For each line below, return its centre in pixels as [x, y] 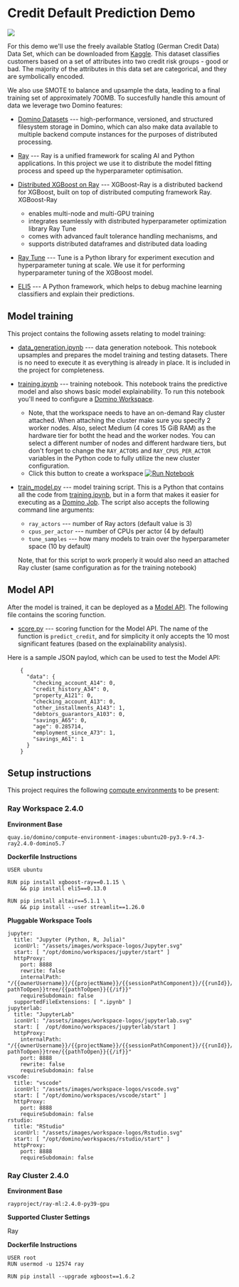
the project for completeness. [61, 370]
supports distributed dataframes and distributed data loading [118, 243]
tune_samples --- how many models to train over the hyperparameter [129, 538]
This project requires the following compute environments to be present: [113, 790]
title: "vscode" [38, 1083]
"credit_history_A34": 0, [71, 689]
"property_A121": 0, [63, 695]
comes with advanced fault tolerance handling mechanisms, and [123, 236]
